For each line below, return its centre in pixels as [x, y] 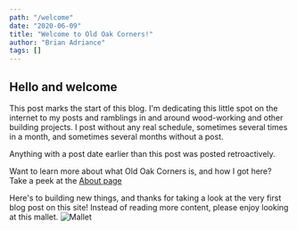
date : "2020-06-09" [45, 26]
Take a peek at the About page [66, 180]
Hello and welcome [63, 87]
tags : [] [25, 51]
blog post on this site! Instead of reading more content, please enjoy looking [149, 207]
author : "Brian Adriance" [57, 42]
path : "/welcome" [41, 17]
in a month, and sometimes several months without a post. [117, 136]
